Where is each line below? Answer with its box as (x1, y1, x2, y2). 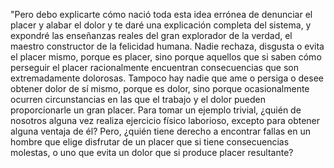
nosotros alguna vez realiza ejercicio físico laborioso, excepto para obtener (10, 115, 321, 126)
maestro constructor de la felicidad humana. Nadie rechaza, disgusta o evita (10, 40, 325, 52)
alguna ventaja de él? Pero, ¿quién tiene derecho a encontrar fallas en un (10, 125, 312, 137)
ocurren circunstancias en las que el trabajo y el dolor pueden (10, 94, 266, 105)
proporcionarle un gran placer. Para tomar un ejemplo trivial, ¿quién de (10, 104, 302, 116)
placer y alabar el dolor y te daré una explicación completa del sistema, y (10, 19, 312, 31)
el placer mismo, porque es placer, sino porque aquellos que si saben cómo (10, 51, 322, 63)
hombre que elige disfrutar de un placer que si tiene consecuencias (10, 136, 290, 148)
